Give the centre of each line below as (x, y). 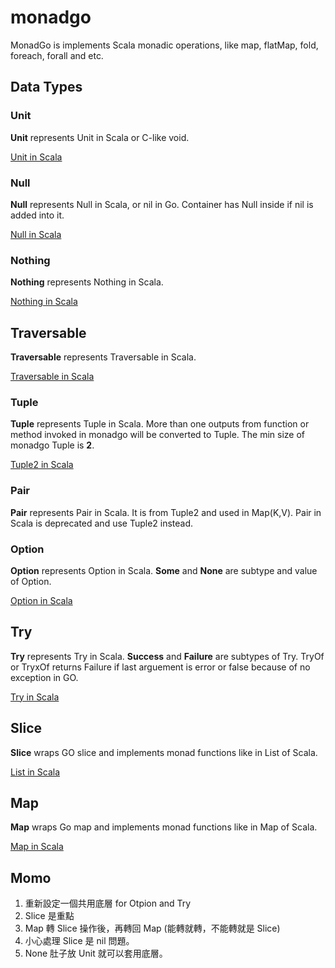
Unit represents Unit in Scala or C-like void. (100, 137)
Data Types (46, 87)
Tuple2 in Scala (42, 465)
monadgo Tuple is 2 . (52, 445)
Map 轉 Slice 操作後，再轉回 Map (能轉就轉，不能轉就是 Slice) (152, 928)
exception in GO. (44, 677)
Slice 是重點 (49, 916)
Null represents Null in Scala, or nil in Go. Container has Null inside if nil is (162, 204)
